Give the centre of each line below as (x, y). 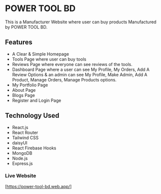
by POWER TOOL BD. (26, 27)
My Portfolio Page (30, 85)
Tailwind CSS (25, 137)
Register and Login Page (37, 100)
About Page (24, 90)
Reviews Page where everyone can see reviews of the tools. (72, 64)
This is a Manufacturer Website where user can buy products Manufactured (81, 22)
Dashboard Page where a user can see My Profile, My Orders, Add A (81, 69)
